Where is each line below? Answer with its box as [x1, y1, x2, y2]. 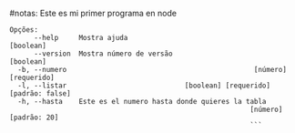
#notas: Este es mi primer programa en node [9, 8, 178, 18]
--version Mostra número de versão [33, 49, 173, 58]
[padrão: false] [9, 89, 71, 98]
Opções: [9, 26, 39, 35]
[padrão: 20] [9, 113, 59, 122]
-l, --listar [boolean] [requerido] [17, 81, 271, 90]
